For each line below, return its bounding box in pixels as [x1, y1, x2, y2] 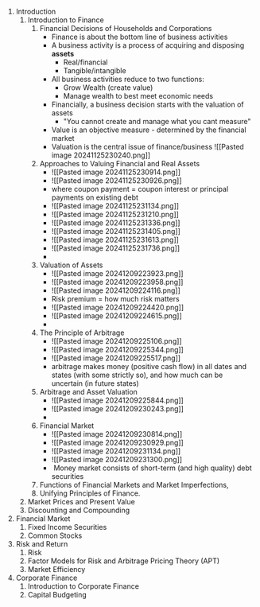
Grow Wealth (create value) [63, 83, 153, 92]
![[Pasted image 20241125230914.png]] [51, 167, 181, 177]
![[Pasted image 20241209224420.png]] [51, 302, 184, 312]
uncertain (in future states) [51, 379, 139, 388]
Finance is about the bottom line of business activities [51, 32, 228, 41]
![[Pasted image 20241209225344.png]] [51, 345, 184, 354]
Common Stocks [27, 531, 83, 540]
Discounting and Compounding [27, 505, 130, 515]
